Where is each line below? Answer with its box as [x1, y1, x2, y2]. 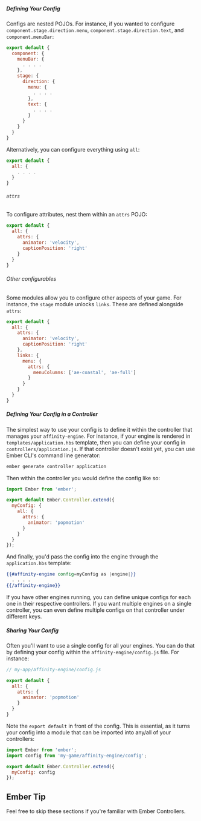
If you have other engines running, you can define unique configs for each [6, 593, 191, 600]
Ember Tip [6, 791, 46, 802]
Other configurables [6, 275, 57, 283]
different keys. [6, 612, 42, 620]
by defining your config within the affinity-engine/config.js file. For [6, 648, 179, 655]
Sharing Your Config [6, 626, 59, 634]
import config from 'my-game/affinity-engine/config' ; [6, 752, 147, 759]
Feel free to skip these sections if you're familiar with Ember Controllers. [6, 808, 186, 815]
